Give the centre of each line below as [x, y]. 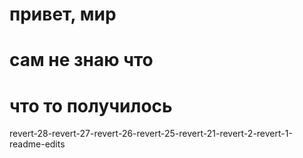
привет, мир [63, 14]
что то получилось [91, 105]
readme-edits [37, 144]
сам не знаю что [81, 60]
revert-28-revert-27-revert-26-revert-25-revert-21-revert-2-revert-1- [151, 134]
